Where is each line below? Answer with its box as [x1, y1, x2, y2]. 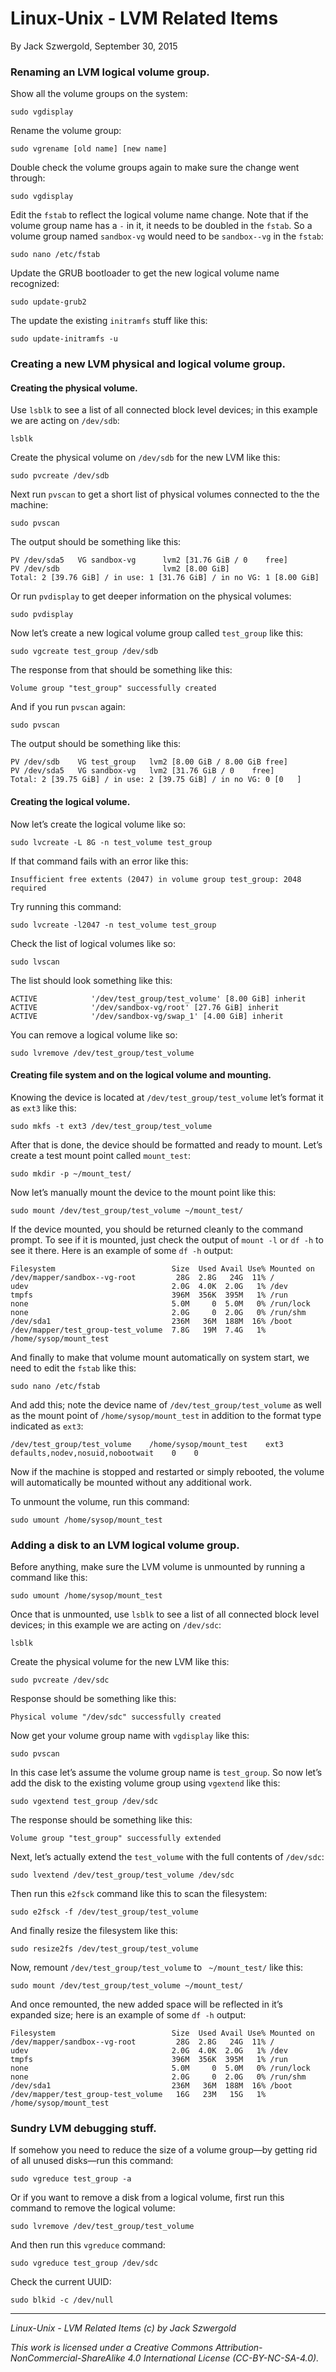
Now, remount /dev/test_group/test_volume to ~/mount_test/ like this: [10, 1962, 304, 1974]
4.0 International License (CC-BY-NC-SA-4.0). [127, 2352, 320, 2364]
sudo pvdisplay [10, 610, 74, 620]
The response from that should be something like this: [10, 664, 233, 676]
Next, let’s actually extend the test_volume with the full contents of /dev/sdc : [10, 1851, 325, 1863]
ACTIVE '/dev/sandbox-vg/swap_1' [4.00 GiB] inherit [10, 1011, 284, 1021]
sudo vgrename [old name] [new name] [10, 144, 168, 154]
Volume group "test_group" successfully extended [10, 1833, 222, 1844]
